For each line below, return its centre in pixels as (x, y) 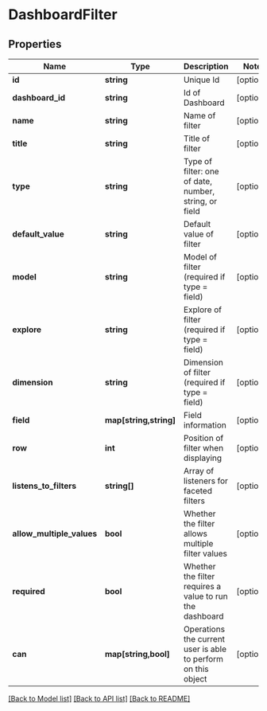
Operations (204, 629)
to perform (203, 659)
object (195, 679)
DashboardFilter (63, 15)
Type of (198, 161)
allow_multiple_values (55, 533)
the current (204, 639)
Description (206, 66)
